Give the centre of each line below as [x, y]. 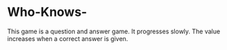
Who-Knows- [47, 12]
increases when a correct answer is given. [68, 38]
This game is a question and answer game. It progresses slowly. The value [114, 31]
